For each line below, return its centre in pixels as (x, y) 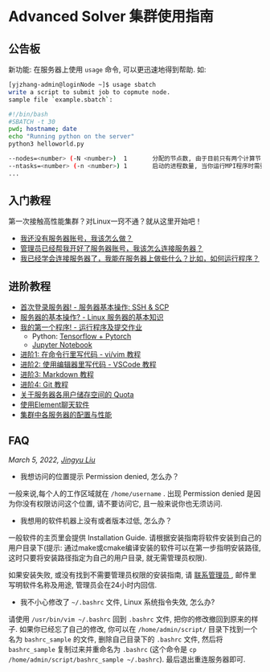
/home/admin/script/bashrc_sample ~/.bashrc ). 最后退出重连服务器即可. (127, 659)
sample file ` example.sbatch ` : (61, 100)
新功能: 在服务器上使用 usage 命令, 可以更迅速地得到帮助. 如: (107, 70)
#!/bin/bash (28, 114)
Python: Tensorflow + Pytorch (82, 336)
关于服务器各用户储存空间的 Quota (77, 395)
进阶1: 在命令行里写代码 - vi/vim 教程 (80, 354)
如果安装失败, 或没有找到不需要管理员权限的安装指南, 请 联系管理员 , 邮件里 (133, 575)
